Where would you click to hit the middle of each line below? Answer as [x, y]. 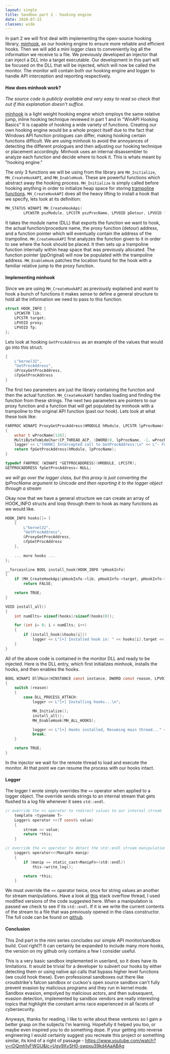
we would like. [20, 509]
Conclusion [18, 929]
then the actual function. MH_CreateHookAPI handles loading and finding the [83, 395]
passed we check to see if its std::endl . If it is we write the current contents [85, 907]
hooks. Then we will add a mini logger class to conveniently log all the [78, 49]
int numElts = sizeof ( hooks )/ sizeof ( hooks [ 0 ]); [64, 616]
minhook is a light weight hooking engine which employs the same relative [83, 114]
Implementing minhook [30, 277]
